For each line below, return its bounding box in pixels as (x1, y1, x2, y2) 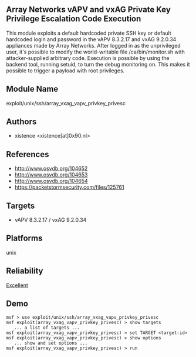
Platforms (6, 233, 43, 243)
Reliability (6, 266, 43, 276)
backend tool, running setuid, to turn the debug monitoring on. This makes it (6, 61, 190, 68)
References (6, 149, 49, 159)
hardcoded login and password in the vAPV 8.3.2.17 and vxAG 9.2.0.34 (6, 35, 177, 43)
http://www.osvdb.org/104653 (14, 171, 88, 178)
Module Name (6, 84, 59, 94)
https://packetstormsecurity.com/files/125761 (14, 183, 124, 191)
